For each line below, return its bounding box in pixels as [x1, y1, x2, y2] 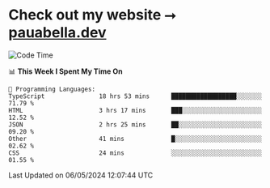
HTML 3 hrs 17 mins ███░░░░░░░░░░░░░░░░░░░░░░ [8, 106, 263, 114]
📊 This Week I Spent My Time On [8, 66, 123, 76]
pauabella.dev [8, 23, 107, 42]
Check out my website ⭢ [8, 6, 176, 24]
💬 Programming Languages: [8, 85, 95, 93]
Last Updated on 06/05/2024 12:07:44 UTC [8, 170, 154, 180]
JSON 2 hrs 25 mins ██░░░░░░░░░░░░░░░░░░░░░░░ [8, 120, 263, 129]
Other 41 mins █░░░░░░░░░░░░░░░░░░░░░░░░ [8, 135, 263, 143]
